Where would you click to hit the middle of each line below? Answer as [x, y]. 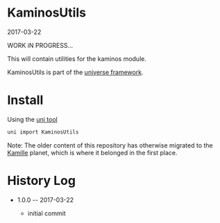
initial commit [46, 213]
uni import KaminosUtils [43, 132]
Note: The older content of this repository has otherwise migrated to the [110, 145]
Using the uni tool [32, 119]
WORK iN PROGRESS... [40, 45]
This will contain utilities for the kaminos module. [77, 59]
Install [25, 100]
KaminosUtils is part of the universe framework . [75, 72]
